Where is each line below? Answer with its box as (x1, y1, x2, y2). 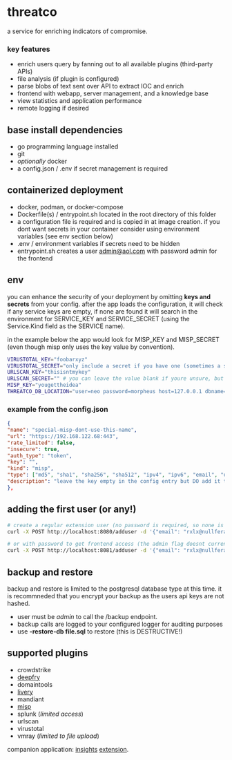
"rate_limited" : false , (7, 439, 76, 446)
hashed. (7, 599, 30, 607)
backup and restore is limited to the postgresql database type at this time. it (7, 585, 222, 593)
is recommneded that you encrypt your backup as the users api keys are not (7, 591, 224, 600)
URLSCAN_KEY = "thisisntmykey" (7, 369, 91, 376)
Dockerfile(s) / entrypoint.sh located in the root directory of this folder (17, 210, 216, 218)
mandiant (17, 695, 44, 703)
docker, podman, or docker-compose (17, 202, 124, 211)
